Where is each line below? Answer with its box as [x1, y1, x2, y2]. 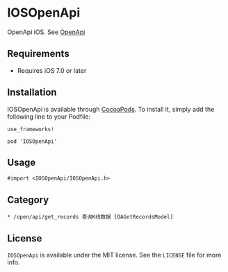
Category [7, 194, 49, 205]
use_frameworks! [7, 126, 54, 133]
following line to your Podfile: [7, 112, 91, 121]
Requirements [7, 48, 70, 60]
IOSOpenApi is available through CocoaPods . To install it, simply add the [7, 105, 215, 113]
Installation [7, 87, 57, 99]
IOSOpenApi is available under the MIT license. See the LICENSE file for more [7, 251, 222, 259]
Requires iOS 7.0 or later [17, 66, 87, 74]
